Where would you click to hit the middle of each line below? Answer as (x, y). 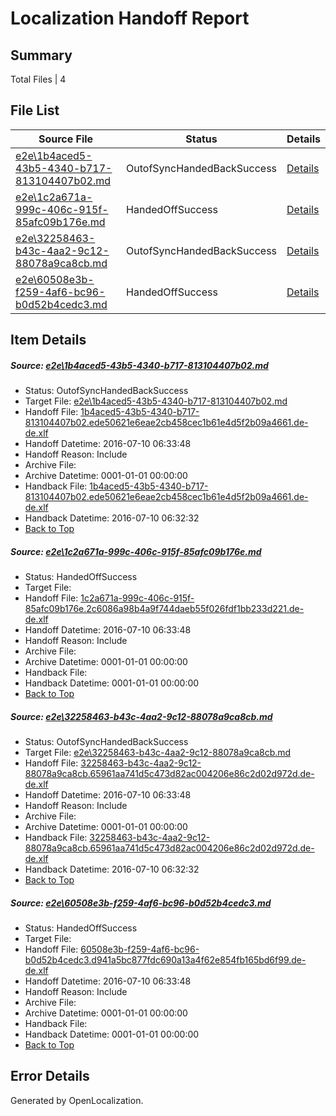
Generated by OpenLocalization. (77, 1100)
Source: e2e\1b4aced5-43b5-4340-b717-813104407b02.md (139, 365)
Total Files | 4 (38, 79)
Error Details (50, 1076)
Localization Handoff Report (130, 18)
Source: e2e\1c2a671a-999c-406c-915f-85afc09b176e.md (136, 551)
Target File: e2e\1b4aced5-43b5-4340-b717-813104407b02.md (156, 401)
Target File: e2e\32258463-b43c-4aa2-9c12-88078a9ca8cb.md (158, 753)
